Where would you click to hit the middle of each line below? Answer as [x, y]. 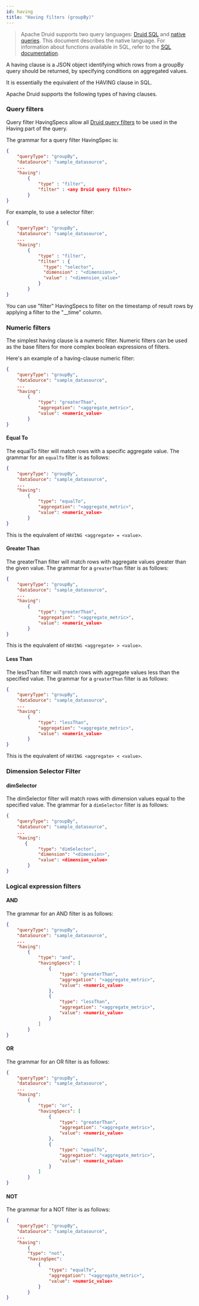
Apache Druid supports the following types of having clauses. [82, 94]
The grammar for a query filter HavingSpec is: [62, 140]
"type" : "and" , [57, 958]
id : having [20, 12]
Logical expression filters [44, 886]
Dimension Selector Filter [44, 771]
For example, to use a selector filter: [50, 212]
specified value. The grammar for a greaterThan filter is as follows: [87, 678]
